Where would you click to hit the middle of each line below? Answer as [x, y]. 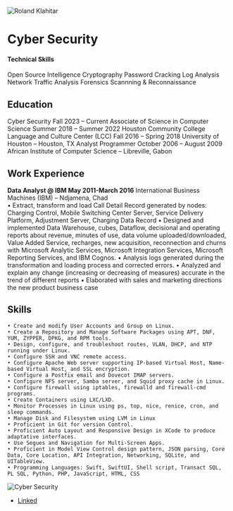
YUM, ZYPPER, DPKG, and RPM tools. [59, 338]
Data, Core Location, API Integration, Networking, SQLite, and [103, 455]
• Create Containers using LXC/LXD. [61, 400]
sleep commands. [31, 412]
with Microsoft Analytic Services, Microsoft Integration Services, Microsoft [115, 251]
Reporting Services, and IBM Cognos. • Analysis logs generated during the [116, 258]
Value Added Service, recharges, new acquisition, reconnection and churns [117, 243]
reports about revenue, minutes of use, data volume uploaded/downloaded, [117, 235]
